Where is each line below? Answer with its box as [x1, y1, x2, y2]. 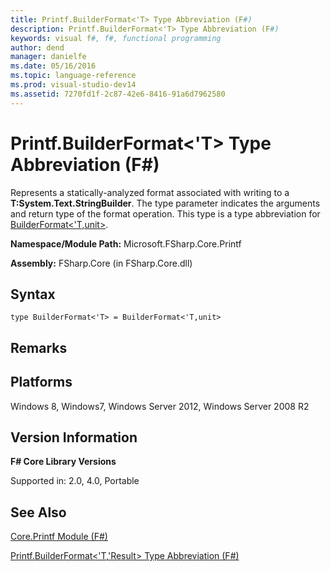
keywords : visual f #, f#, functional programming [10, 33, 222, 43]
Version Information [10, 429, 138, 446]
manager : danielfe [10, 52, 87, 62]
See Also [10, 504, 67, 521]
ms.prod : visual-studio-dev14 [10, 80, 137, 90]
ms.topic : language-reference [10, 71, 137, 81]
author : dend [10, 42, 65, 53]
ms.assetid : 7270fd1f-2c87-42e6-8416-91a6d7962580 [10, 89, 226, 99]
